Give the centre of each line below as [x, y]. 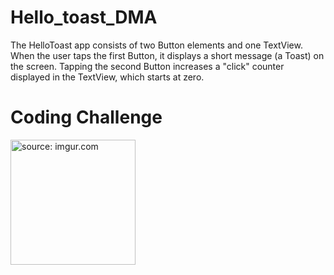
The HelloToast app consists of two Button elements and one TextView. [156, 45]
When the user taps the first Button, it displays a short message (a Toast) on [167, 55]
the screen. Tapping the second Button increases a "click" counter [147, 66]
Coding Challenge [86, 117]
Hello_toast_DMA [84, 17]
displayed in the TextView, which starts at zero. [107, 77]
